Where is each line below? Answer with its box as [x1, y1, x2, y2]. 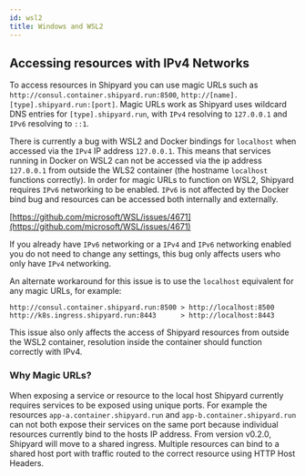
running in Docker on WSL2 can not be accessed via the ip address [9, 156, 262, 167]
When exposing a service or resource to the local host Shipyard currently [9, 390, 284, 400]
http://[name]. [180, 91, 239, 100]
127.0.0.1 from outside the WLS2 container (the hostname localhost [9, 165, 269, 176]
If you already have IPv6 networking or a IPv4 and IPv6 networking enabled [9, 238, 291, 250]
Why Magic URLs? [9, 370, 92, 382]
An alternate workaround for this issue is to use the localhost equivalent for [9, 276, 294, 287]
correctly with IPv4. [9, 347, 83, 358]
